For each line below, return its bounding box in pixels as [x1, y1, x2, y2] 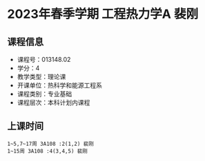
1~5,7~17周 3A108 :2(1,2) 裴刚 [7, 140, 95, 147]
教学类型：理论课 [17, 73, 66, 80]
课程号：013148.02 [17, 56, 71, 63]
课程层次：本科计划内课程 [17, 98, 90, 107]
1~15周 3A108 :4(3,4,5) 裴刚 [7, 147, 88, 155]
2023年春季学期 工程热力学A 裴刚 [7, 6, 199, 22]
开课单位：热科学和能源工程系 [17, 81, 102, 89]
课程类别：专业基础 [17, 90, 72, 98]
